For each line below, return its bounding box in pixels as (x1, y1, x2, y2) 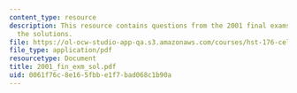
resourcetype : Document (9, 54, 97, 63)
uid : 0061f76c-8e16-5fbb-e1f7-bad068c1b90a (9, 71, 172, 80)
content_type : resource (9, 12, 97, 22)
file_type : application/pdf (9, 46, 113, 55)
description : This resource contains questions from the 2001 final (9, 21, 267, 30)
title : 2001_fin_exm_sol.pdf (9, 63, 117, 72)
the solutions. (17, 29, 73, 38)
